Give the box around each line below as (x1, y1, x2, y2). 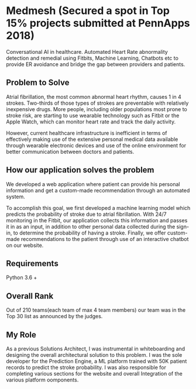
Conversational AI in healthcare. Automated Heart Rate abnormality (6, 48, 168, 55)
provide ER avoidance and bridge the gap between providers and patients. (6, 60, 185, 68)
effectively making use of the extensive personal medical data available (6, 136, 178, 143)
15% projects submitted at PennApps (6, 16, 190, 30)
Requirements (6, 259, 59, 268)
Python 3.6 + (6, 274, 37, 281)
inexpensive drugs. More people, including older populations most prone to (6, 105, 187, 112)
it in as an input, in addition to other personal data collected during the (6, 223, 176, 230)
